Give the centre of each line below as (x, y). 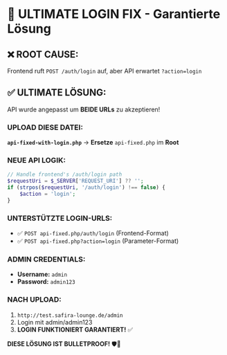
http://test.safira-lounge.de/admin (70, 315)
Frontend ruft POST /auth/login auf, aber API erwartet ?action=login (105, 71)
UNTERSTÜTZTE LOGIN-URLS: (60, 218)
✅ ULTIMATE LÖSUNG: (57, 93)
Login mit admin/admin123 (55, 322)
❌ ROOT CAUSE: (43, 54)
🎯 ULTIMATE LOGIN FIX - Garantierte (114, 14)
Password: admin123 (46, 282)
